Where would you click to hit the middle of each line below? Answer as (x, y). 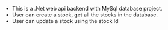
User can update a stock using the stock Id (65, 21)
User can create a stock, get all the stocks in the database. (85, 15)
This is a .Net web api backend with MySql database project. (87, 9)
